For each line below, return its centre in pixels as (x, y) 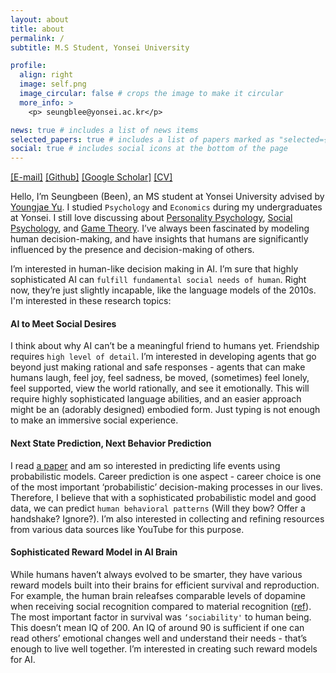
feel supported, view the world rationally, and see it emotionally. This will (160, 388)
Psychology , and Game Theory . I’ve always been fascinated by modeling (160, 228)
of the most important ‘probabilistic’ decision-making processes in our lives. (166, 487)
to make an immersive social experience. (94, 420)
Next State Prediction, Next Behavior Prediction (111, 443)
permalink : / (37, 38)
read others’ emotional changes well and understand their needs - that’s (159, 638)
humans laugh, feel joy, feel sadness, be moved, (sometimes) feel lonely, (160, 378)
